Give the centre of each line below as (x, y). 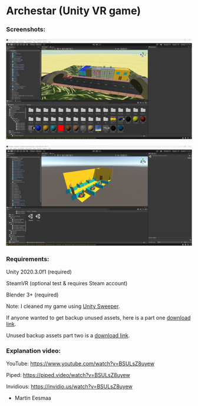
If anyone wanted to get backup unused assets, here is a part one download (98, 318)
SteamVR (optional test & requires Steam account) (67, 283)
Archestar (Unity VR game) (74, 11)
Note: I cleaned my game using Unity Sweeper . (63, 307)
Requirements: (28, 259)
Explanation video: (33, 351)
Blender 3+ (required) (32, 295)
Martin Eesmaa (33, 398)
